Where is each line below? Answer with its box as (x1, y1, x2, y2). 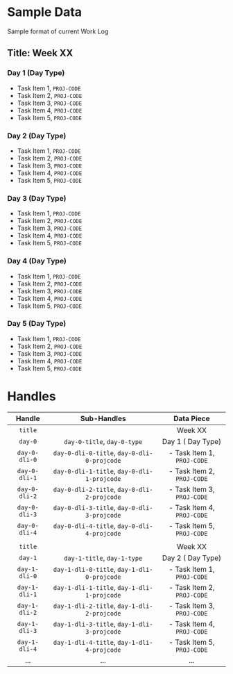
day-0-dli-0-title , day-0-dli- (53, 447, 153, 457)
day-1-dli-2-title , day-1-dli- (53, 600, 153, 610)
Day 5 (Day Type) (7, 319, 67, 329)
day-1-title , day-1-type (63, 553, 143, 563)
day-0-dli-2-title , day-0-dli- (53, 484, 153, 494)
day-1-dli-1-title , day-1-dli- (53, 582, 153, 592)
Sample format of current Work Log (7, 27, 109, 35)
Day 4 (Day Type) (7, 256, 67, 266)
